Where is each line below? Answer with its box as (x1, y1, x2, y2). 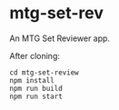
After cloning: (9, 50, 61, 61)
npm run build (9, 84, 64, 93)
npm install (9, 75, 55, 85)
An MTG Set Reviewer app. (9, 33, 111, 44)
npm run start (9, 92, 64, 101)
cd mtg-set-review (9, 67, 79, 77)
